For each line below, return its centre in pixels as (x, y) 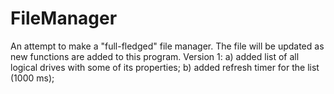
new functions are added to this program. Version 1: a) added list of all (155, 56)
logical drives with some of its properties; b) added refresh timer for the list (165, 67)
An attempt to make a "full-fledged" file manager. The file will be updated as (167, 46)
